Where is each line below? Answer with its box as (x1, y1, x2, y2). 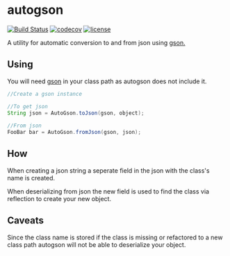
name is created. (7, 173, 56, 182)
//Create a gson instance (7, 90, 82, 97)
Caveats (7, 214, 44, 227)
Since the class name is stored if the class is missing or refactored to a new (7, 233, 223, 241)
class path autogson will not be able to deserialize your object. (7, 240, 186, 248)
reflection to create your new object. (7, 194, 112, 203)
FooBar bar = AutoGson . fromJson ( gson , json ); (7, 129, 141, 136)
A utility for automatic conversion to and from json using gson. (7, 38, 186, 46)
